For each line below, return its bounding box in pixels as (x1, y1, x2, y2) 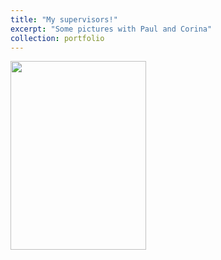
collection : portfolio (10, 33, 105, 43)
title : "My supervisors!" (10, 14, 118, 25)
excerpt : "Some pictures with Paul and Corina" (10, 24, 213, 34)
